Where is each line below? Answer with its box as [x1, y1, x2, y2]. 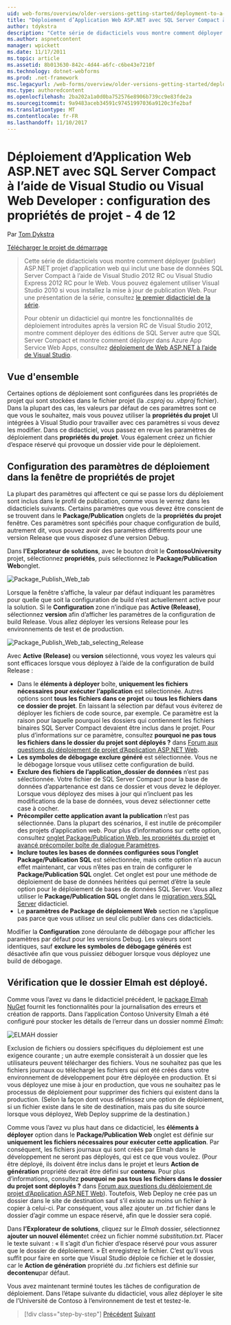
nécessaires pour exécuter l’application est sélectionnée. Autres [16, 687, 203, 695]
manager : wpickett [7, 42, 60, 49]
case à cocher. [16, 804, 60, 813]
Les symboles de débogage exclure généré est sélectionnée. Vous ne [16, 753, 218, 761]
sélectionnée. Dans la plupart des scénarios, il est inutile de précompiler [16, 819, 222, 828]
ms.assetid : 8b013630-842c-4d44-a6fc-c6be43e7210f [7, 61, 155, 68]
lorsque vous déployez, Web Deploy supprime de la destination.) [7, 1110, 190, 1118]
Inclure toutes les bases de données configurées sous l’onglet [16, 848, 199, 857]
